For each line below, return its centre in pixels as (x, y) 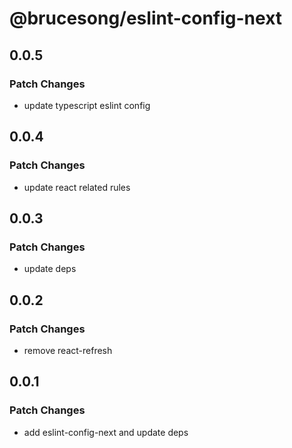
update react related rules (77, 187)
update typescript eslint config (87, 105)
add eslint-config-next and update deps (106, 432)
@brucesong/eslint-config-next (146, 18)
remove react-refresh (68, 350)
